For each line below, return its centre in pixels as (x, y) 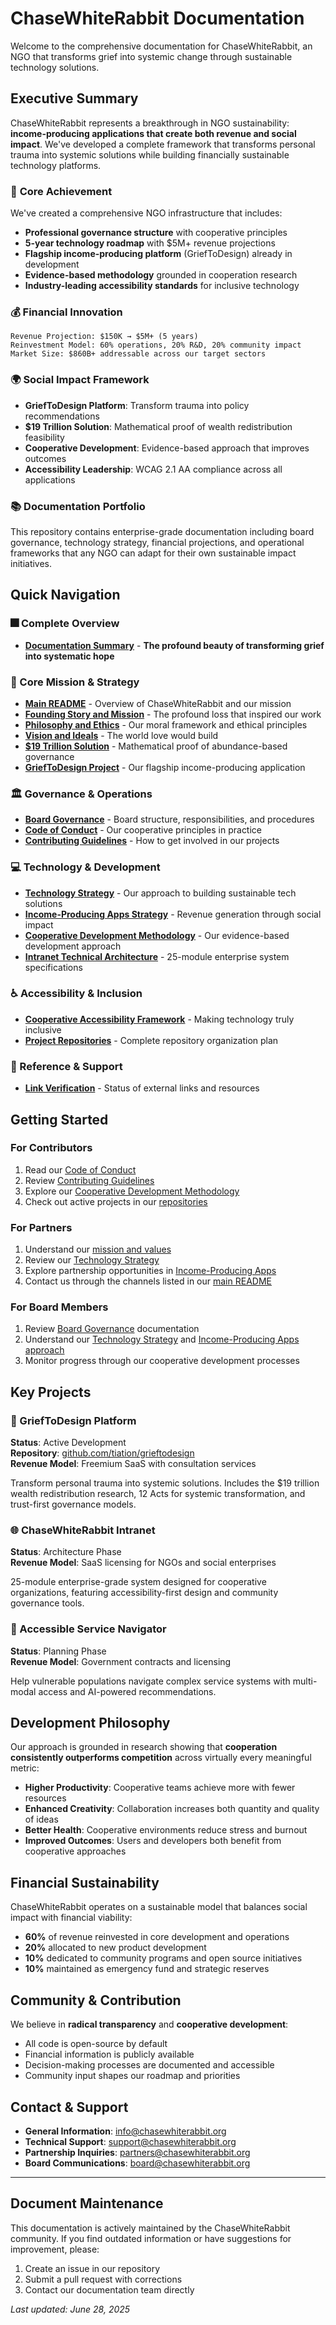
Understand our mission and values (98, 1249)
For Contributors (51, 1148)
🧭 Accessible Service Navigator (88, 1629)
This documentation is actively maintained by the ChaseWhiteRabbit (150, 2228)
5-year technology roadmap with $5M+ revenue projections (150, 243)
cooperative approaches (75, 1851)
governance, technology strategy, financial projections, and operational (157, 542)
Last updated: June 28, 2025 (70, 2309)
